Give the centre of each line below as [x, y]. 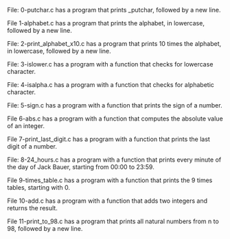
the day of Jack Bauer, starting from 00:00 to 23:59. [81, 167]
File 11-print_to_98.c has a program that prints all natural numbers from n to [113, 221]
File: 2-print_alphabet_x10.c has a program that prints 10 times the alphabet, [114, 43]
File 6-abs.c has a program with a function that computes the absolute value [115, 118]
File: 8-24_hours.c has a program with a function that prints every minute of [114, 160]
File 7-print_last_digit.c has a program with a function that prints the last [109, 139]
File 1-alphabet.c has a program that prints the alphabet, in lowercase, [106, 23]
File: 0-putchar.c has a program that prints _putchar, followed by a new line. [114, 10]
